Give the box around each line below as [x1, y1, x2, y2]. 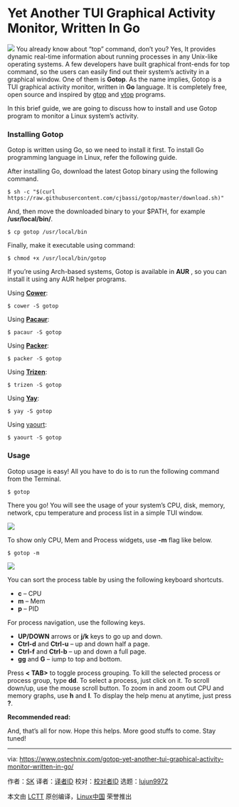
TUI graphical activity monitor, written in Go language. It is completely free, [7, 82, 228, 91]
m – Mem [17, 597, 46, 605]
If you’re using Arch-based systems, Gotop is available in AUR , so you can [7, 268, 227, 276]
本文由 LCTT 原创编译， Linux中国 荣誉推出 [7, 792, 132, 801]
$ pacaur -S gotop [7, 329, 62, 336]
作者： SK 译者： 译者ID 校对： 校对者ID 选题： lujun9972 [7, 776, 169, 786]
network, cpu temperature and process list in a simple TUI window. [7, 508, 203, 517]
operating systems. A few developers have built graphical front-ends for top [7, 59, 230, 68]
